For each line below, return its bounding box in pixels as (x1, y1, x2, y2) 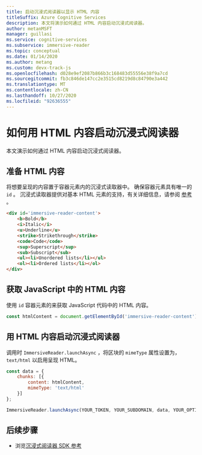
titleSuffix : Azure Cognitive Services (6, 14, 106, 20)
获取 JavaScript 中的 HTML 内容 (6, 284, 126, 295)
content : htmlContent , (28, 379, 85, 385)
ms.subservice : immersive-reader (6, 43, 90, 49)
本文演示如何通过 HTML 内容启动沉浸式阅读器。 (6, 147, 124, 154)
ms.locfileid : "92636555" (6, 98, 71, 104)
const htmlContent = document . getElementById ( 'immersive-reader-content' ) (6, 313, 198, 319)
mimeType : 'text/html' (28, 385, 85, 391)
